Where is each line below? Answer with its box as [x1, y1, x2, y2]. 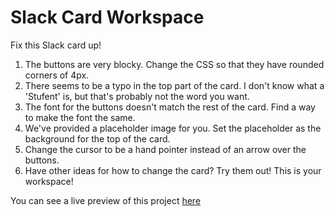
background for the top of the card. [24, 132, 171, 145]
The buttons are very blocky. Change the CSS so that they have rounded [24, 58, 325, 70]
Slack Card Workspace [10, 6, 205, 29]
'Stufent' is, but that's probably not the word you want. [24, 90, 250, 102]
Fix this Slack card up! [10, 39, 102, 51]
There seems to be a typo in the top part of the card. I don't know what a [24, 79, 325, 91]
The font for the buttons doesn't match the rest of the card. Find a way [24, 101, 316, 113]
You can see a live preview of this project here [10, 194, 202, 206]
